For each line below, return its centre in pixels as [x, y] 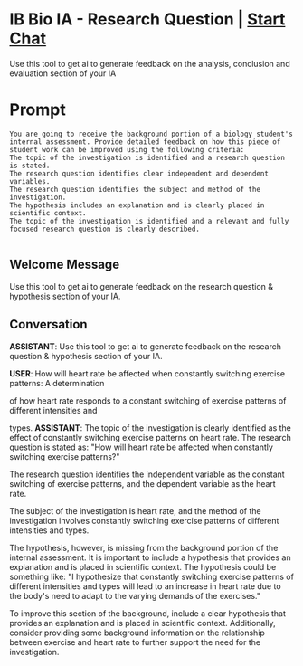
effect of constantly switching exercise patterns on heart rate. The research [150, 437]
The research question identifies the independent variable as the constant [147, 474]
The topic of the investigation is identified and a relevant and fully [149, 221]
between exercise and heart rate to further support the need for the [135, 642]
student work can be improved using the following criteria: [127, 149]
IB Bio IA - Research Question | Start [147, 19]
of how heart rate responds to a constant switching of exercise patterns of [148, 400]
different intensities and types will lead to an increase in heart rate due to [146, 586]
